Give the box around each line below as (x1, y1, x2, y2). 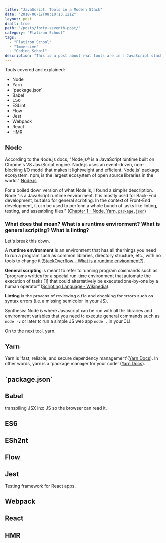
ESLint (12, 102, 26, 109)
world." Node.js (5, 178, 37, 184)
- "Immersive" (9, 44, 39, 49)
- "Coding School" (9, 49, 48, 53)
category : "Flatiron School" (5, 30, 65, 35)
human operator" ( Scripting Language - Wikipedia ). (5, 283, 110, 290)
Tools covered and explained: (5, 67, 65, 73)
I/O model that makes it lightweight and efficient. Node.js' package (24, 167, 160, 173)
